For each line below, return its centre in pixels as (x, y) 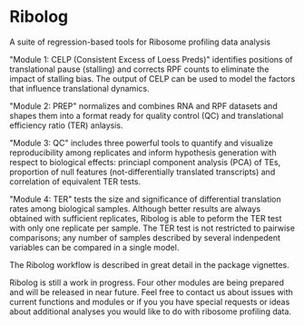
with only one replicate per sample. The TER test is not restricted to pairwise (152, 228)
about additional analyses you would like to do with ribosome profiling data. (151, 311)
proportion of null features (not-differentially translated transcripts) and (142, 172)
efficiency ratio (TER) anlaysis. (67, 125)
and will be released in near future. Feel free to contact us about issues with (151, 291)
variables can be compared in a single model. (94, 247)
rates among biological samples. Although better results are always (135, 208)
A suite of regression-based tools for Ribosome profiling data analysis (140, 42)
